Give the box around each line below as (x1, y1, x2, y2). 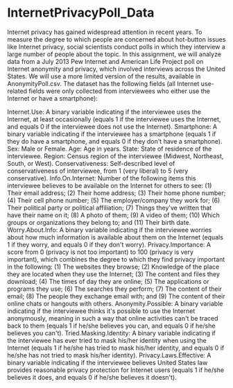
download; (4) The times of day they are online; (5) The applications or (7, 277, 209, 285)
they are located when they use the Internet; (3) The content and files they (7, 269, 221, 278)
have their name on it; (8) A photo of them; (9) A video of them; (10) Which (7, 210, 220, 219)
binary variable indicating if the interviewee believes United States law (7, 358, 208, 366)
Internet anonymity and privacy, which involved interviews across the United (7, 65, 225, 73)
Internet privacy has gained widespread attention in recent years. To (7, 28, 202, 36)
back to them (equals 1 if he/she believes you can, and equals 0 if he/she (7, 321, 216, 330)
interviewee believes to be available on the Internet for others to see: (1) (7, 181, 212, 189)
